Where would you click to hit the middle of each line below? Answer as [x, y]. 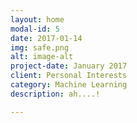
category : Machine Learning [69, 85]
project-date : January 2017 [69, 66]
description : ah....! [55, 94]
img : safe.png [40, 47]
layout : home [37, 19]
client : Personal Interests [69, 76]
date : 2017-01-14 [46, 38]
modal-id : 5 [35, 29]
